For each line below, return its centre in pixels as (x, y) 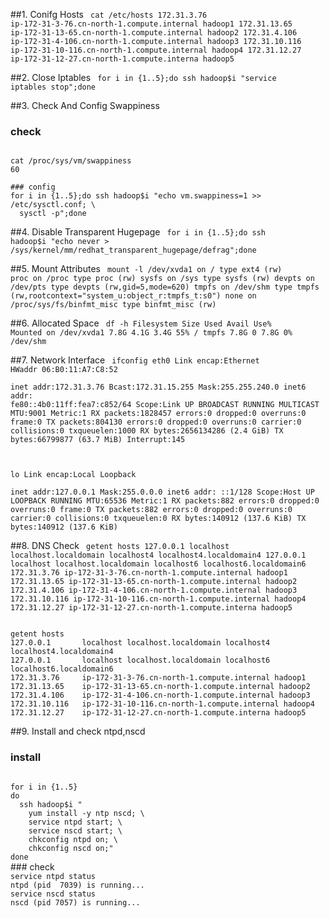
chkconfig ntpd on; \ (73, 839)
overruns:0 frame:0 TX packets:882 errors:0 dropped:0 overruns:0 (151, 510)
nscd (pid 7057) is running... (75, 902)
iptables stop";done (53, 87)
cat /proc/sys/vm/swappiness (71, 161)
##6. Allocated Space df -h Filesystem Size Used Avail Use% (141, 323)
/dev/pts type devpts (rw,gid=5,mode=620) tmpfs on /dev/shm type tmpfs (165, 287)
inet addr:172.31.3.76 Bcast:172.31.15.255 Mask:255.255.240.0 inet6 (158, 387)
